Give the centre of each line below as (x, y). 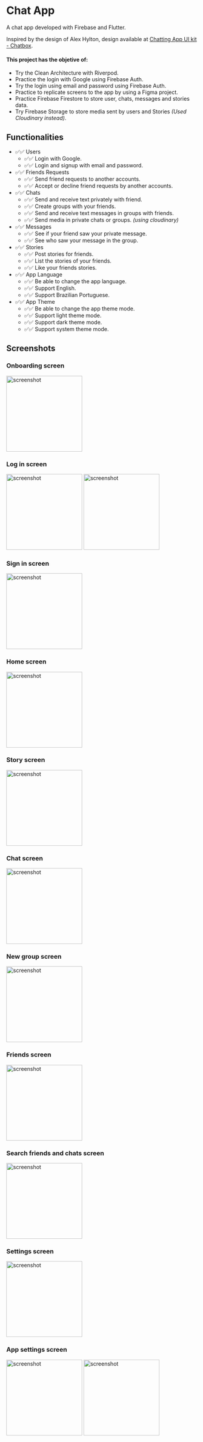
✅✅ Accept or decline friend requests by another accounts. (98, 186)
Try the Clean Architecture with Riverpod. (67, 73)
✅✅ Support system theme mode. (66, 329)
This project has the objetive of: (47, 59)
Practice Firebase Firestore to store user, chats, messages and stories (102, 99)
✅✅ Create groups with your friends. (70, 206)
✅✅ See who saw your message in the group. (81, 240)
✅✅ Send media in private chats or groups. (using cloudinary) (101, 220)
